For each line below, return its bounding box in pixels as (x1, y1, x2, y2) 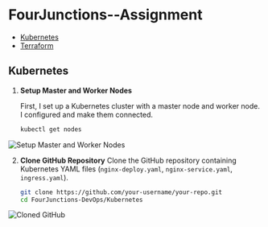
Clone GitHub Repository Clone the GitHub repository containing (19, 155, 237, 165)
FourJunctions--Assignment (8, 6, 203, 24)
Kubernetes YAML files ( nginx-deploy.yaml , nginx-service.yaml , (19, 163, 233, 174)
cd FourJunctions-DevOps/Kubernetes (19, 196, 143, 204)
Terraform (19, 40, 54, 50)
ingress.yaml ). (19, 172, 68, 182)
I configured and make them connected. (19, 109, 154, 119)
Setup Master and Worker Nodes (19, 85, 133, 95)
